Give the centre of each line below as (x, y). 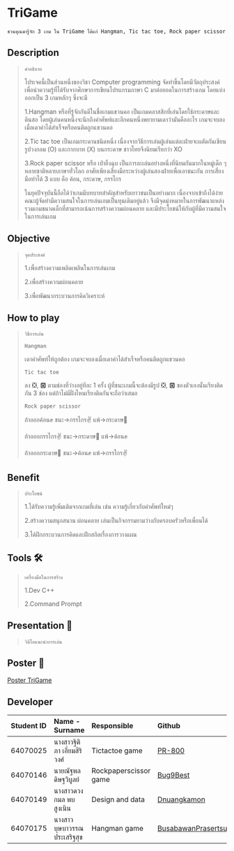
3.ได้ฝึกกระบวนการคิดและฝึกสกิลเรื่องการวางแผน (80, 535)
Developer (30, 702)
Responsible (112, 726)
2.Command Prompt (53, 604)
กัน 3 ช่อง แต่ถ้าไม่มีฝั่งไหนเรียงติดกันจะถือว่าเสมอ (81, 393)
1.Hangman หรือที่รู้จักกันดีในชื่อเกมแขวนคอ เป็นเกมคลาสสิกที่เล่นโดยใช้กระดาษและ (122, 111)
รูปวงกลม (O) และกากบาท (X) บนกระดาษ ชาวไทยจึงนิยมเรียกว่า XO (103, 149)
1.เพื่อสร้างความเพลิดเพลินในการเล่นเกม (70, 267)
